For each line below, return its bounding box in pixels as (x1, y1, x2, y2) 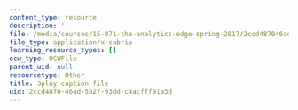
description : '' (9, 21, 69, 30)
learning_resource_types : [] (9, 46, 117, 55)
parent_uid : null (9, 63, 74, 72)
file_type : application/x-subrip (9, 37, 133, 47)
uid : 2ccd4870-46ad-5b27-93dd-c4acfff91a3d (9, 87, 173, 96)
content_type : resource (9, 12, 98, 22)
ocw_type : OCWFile (9, 54, 77, 63)
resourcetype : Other (9, 71, 86, 80)
